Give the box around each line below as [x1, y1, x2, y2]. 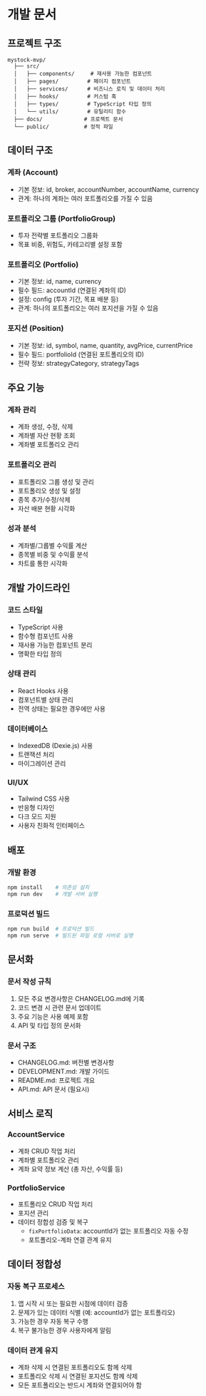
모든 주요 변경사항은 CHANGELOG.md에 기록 [17, 994, 145, 1002]
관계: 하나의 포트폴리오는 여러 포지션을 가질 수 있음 [17, 304, 159, 312]
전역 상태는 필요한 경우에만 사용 [17, 704, 105, 713]
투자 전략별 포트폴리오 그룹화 [17, 231, 98, 240]
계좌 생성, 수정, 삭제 [17, 422, 73, 431]
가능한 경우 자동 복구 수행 [17, 1317, 89, 1325]
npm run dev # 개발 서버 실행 [7, 891, 98, 898]
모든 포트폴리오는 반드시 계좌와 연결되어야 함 [17, 1380, 143, 1389]
